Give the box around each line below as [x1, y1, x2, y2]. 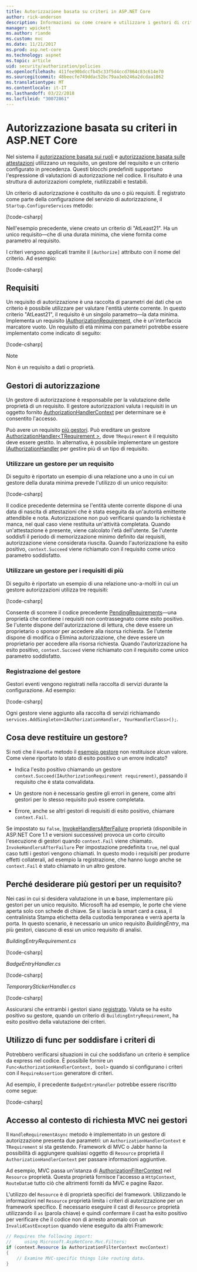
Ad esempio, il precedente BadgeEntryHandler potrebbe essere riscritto [6, 1081, 177, 1088]
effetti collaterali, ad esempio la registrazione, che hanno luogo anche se [6, 856, 182, 863]
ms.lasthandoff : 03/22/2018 [6, 90, 75, 96]
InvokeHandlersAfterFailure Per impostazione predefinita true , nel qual [6, 843, 180, 851]
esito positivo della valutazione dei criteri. [6, 1018, 107, 1025]
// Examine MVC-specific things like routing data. [16, 1255, 145, 1261]
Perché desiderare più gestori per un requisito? [6, 879, 182, 889]
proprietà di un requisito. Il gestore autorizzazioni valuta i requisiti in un [6, 402, 178, 410]
